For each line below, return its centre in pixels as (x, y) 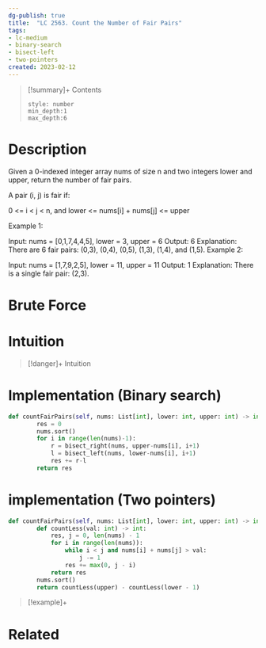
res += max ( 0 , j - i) (100, 565)
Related (34, 634)
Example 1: (26, 226)
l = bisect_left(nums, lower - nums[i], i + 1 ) (123, 454)
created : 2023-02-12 (42, 67)
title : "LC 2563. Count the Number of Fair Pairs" (95, 23)
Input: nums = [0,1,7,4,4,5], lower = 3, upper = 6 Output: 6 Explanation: (123, 241)
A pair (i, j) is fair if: (39, 195)
